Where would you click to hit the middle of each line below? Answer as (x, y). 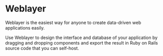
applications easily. (25, 27)
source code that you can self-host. (42, 48)
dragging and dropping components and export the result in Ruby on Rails (81, 42)
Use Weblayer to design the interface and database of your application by (81, 37)
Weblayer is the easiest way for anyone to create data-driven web (73, 22)
